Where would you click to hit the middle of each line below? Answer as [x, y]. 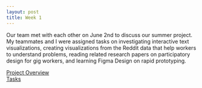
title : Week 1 [24, 18]
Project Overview [28, 72]
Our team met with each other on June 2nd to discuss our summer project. [99, 35]
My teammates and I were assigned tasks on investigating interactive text [98, 41]
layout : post [23, 12]
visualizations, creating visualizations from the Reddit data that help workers [101, 48]
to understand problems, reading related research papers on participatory [98, 54]
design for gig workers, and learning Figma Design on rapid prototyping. [96, 61]
